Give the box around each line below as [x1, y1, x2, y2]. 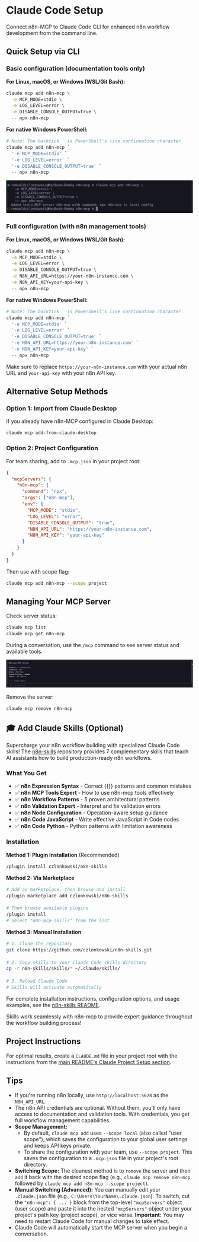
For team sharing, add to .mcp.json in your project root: [6, 457, 141, 464]
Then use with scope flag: [6, 568, 70, 575]
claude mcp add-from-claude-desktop [6, 430, 97, 436]
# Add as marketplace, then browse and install [6, 886, 126, 893]
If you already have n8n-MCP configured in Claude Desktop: [6, 418, 154, 425]
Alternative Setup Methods [6, 387, 108, 397]
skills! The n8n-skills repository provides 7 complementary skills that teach [6, 748, 189, 755]
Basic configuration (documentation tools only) [6, 65, 145, 73]
